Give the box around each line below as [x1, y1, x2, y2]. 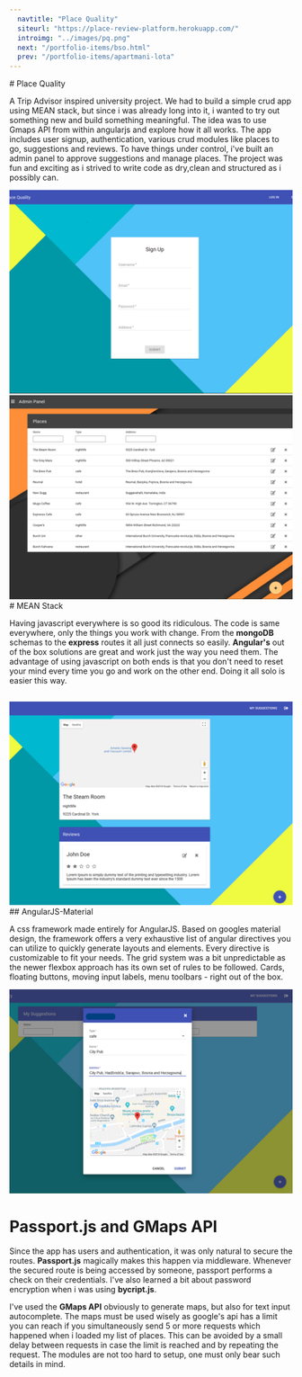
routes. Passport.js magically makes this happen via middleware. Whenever [9, 1256, 292, 1266]
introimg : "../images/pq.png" [17, 33, 130, 42]
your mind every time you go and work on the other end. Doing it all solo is [9, 666, 286, 676]
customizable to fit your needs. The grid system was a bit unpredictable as [9, 952, 286, 963]
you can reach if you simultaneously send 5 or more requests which [9, 1320, 261, 1331]
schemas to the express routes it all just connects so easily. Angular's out [9, 637, 285, 648]
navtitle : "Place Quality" [17, 14, 119, 23]
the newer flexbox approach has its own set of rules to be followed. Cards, [9, 962, 285, 973]
